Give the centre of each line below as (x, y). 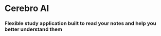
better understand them (34, 29)
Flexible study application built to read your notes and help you (80, 24)
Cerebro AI (27, 8)
